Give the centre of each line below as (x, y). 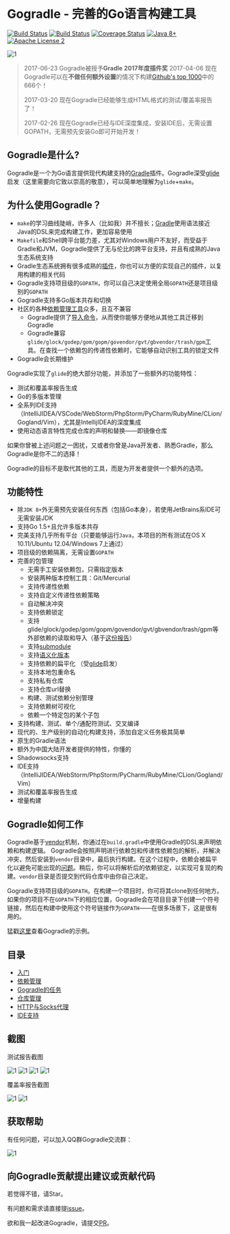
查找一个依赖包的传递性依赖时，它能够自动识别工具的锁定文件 (132, 350)
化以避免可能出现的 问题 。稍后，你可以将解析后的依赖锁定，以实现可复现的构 (115, 868)
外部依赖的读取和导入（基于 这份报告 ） (81, 638)
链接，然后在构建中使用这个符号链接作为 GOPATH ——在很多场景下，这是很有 (112, 908)
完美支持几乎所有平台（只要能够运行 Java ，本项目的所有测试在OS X (111, 536)
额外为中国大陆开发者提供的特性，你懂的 (74, 749)
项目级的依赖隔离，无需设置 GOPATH (65, 553)
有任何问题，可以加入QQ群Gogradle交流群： (70, 1139)
